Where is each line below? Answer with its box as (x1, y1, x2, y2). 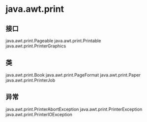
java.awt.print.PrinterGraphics (5, 43, 66, 49)
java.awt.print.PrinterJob (5, 77, 56, 83)
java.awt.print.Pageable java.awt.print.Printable (5, 38, 101, 43)
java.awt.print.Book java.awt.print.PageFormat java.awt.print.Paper (5, 72, 141, 78)
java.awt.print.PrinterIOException (5, 111, 73, 117)
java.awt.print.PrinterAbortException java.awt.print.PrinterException (5, 106, 143, 112)
